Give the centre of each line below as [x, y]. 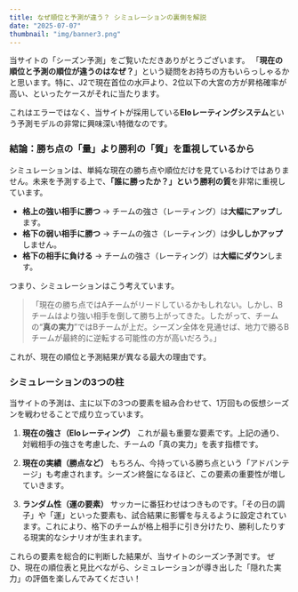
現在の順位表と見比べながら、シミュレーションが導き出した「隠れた [149, 567]
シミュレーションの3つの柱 [67, 381]
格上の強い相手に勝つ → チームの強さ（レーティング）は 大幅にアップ [149, 211]
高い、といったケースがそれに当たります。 [87, 93]
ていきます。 [45, 484]
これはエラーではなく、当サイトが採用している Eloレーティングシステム [139, 113]
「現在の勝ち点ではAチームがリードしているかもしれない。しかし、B [157, 304]
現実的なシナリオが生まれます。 [88, 537]
